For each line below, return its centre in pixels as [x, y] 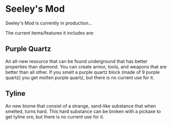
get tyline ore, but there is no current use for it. [55, 117]
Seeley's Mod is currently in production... [49, 23]
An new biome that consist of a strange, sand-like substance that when [81, 106]
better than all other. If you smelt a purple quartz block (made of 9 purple [83, 72]
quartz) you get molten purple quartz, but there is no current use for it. [80, 78]
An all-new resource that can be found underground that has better [77, 61]
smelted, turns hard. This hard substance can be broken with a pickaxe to [83, 111]
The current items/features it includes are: [50, 33]
